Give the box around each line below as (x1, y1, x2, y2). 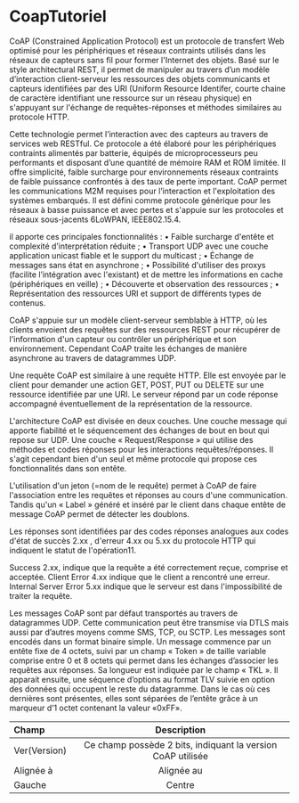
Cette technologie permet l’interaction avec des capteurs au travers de (9, 128, 269, 139)
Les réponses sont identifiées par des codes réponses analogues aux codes (9, 526, 289, 537)
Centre (166, 778, 195, 791)
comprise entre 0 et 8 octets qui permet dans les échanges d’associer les (9, 655, 279, 666)
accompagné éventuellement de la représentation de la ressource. (9, 398, 253, 409)
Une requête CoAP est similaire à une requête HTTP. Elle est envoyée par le (9, 370, 287, 381)
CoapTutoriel (9, 6, 107, 27)
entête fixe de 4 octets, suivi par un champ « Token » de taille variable (9, 645, 267, 656)
